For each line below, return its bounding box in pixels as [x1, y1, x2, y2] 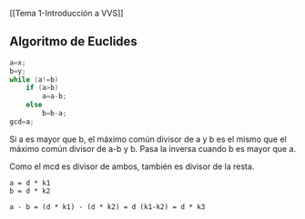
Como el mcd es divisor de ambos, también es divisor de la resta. [9, 161, 255, 172]
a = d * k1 [9, 178, 51, 187]
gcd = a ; [9, 117, 35, 126]
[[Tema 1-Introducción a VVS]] [9, 8, 124, 18]
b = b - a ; [42, 109, 67, 118]
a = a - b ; [42, 92, 67, 101]
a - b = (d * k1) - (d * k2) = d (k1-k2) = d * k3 [9, 202, 206, 212]
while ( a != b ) [9, 75, 59, 85]
